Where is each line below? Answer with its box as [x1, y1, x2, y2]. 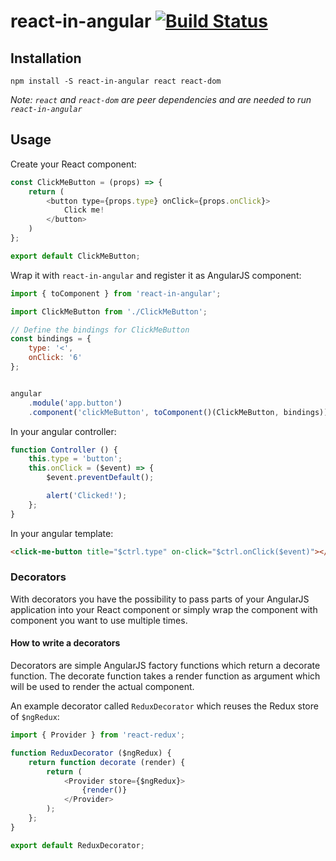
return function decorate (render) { [28, 757, 186, 767]
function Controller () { [10, 445, 118, 455]
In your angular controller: [10, 425, 117, 437]
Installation [10, 50, 82, 67]
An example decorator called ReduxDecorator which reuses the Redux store [10, 700, 319, 712]
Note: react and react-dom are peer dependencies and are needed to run [10, 94, 312, 105]
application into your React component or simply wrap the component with [10, 603, 318, 615]
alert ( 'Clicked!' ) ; [46, 491, 128, 501]
